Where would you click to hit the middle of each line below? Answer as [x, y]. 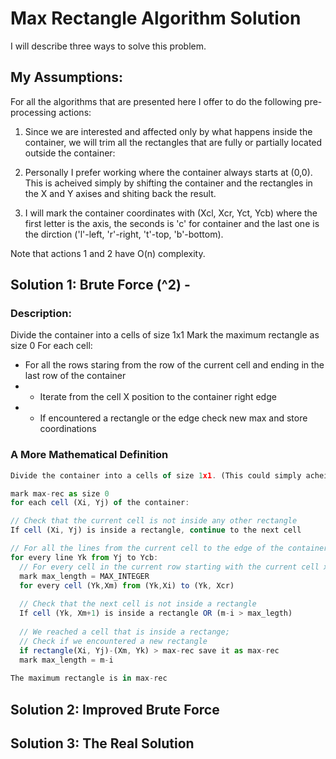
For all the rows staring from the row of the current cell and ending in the [174, 365]
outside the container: [70, 153]
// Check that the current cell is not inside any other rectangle [154, 521]
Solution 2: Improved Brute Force [115, 709]
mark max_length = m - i [66, 660]
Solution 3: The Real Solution [102, 743]
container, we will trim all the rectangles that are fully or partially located [173, 142]
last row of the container [75, 376]
